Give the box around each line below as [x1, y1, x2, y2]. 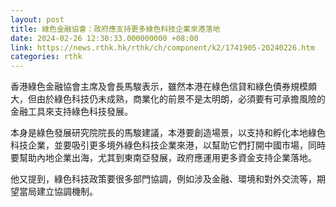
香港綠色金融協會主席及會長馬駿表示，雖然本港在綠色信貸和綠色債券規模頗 [10, 81, 317, 93]
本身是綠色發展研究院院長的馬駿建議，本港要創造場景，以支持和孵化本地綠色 [10, 127, 326, 139]
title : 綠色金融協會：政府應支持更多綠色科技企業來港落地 [10, 24, 221, 34]
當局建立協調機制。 [18, 186, 98, 198]
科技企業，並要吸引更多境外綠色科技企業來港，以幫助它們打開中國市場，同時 [10, 139, 326, 151]
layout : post [10, 14, 65, 25]
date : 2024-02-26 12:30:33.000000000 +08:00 [10, 33, 199, 43]
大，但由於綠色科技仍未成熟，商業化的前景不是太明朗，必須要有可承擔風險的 [10, 93, 326, 105]
